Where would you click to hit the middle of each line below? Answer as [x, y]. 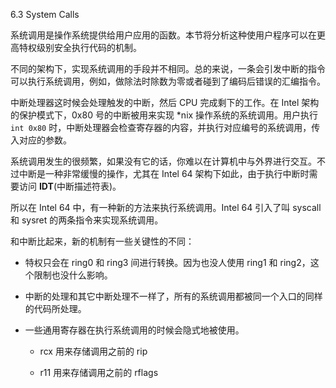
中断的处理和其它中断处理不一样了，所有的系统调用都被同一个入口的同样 [173, 296]
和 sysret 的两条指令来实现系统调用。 [87, 220]
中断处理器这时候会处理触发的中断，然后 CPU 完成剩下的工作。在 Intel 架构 [165, 102]
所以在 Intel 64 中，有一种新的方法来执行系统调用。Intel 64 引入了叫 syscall [166, 207]
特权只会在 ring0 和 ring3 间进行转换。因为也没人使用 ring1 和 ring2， [167, 262]
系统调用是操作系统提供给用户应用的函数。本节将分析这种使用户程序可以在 [163, 35]
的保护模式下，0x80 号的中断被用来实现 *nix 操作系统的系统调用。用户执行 [164, 115]
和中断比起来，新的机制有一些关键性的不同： [102, 241]
